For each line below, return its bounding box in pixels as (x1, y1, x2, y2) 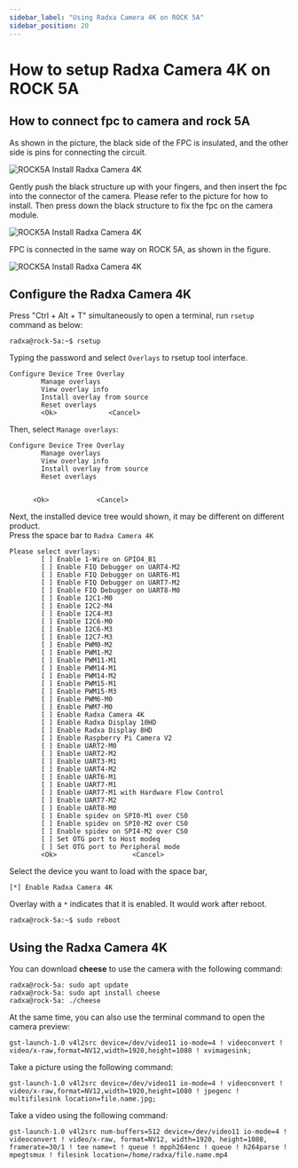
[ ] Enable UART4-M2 (41, 765, 117, 774)
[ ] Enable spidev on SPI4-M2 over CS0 (41, 827, 189, 836)
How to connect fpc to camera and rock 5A (9, 114, 251, 129)
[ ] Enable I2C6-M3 (41, 625, 114, 634)
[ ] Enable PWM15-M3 (41, 687, 117, 696)
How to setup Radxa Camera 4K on (9, 60, 271, 80)
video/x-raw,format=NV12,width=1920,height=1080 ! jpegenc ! (9, 1087, 240, 1096)
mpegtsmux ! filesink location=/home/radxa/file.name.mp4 (9, 1151, 228, 1160)
